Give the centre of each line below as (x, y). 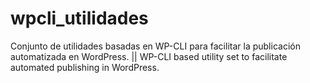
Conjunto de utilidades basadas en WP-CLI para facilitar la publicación (155, 46)
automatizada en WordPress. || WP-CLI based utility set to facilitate (149, 56)
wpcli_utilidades (79, 18)
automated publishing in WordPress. (85, 67)
